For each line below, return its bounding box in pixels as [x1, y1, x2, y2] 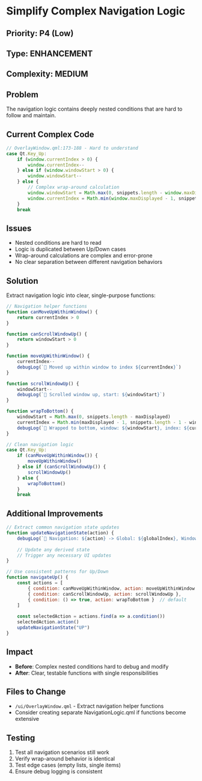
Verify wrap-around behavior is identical [14, 755, 115, 762]
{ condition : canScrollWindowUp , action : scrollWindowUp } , [28, 591, 182, 597]
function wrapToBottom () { [6, 408, 74, 414]
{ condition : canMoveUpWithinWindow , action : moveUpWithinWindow [28, 585, 195, 592]
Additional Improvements [6, 508, 103, 518]
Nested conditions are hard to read [14, 239, 102, 247]
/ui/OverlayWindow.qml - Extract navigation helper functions [14, 702, 164, 710]
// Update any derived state [17, 547, 90, 553]
